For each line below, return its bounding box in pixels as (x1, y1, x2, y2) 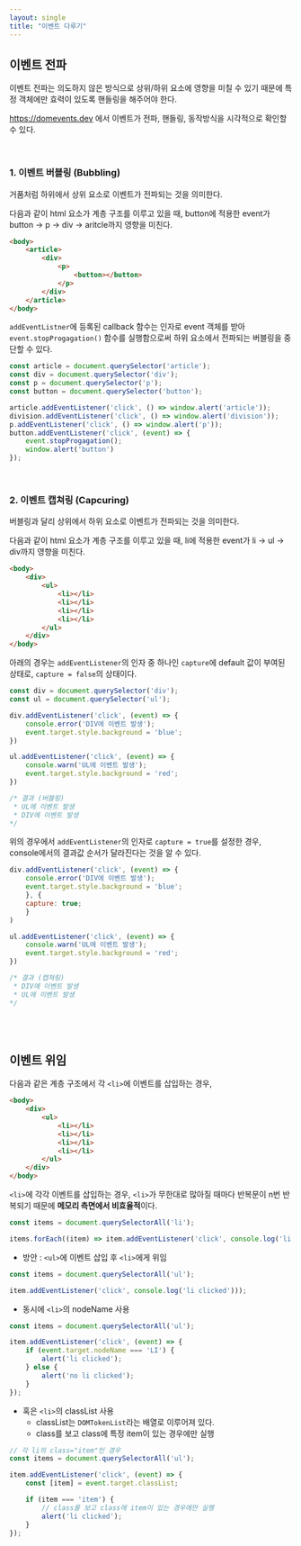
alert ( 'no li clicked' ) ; (41, 1370, 135, 1380)
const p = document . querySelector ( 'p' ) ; (9, 379, 164, 388)
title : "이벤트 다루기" (9, 22, 87, 31)
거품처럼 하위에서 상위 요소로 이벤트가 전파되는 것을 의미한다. (9, 188, 223, 199)
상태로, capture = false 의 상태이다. (9, 668, 137, 680)
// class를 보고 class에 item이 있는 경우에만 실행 (41, 1503, 215, 1513)
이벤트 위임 (9, 1053, 67, 1068)
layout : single (9, 13, 66, 23)
